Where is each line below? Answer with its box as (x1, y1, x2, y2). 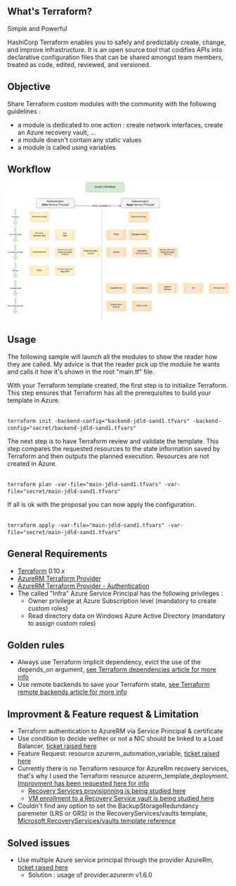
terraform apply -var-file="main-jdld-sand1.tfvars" (7, 521, 165, 529)
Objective (7, 81, 51, 93)
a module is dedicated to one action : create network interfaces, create (17, 120, 223, 129)
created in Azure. (7, 459, 58, 467)
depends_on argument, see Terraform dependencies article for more (17, 665, 216, 674)
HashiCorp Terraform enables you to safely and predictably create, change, (7, 38, 226, 46)
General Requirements (7, 548, 107, 560)
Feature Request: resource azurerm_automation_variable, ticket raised (17, 749, 220, 758)
